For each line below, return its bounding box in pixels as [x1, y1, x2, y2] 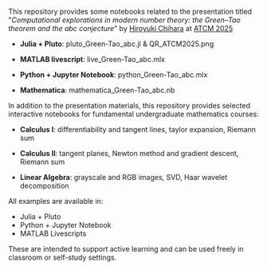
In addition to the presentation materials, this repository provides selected [8, 101, 251, 110]
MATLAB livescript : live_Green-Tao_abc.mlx [19, 55, 166, 64]
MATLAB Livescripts [19, 229, 87, 238]
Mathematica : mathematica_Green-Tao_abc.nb [19, 85, 175, 95]
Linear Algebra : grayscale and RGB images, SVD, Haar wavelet [19, 173, 228, 182]
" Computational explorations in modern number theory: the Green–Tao [8, 15, 241, 25]
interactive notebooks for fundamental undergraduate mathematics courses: [8, 109, 259, 119]
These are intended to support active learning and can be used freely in [8, 245, 245, 253]
